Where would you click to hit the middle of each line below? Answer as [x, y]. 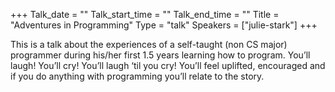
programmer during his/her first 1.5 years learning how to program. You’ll [160, 55]
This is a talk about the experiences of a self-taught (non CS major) [149, 44]
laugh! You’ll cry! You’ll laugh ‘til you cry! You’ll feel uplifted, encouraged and [168, 65]
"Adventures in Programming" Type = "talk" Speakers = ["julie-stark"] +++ [164, 25]
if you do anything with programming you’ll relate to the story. [137, 76]
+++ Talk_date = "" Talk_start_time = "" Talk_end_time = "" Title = [145, 14]
